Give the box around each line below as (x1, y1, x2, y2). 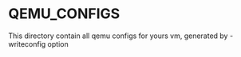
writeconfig (8, 39, 46, 48)
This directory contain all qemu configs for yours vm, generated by (8, 31, 228, 40)
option (47, 39, 69, 48)
